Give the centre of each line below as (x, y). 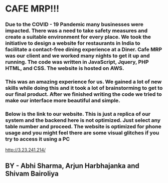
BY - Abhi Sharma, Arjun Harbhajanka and (72, 166)
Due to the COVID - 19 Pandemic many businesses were (74, 25)
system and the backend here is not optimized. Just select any (83, 120)
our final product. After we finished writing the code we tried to (83, 94)
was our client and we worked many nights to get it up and (77, 56)
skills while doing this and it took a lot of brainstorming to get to (84, 88)
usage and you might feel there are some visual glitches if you (82, 132)
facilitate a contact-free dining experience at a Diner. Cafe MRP (83, 50)
